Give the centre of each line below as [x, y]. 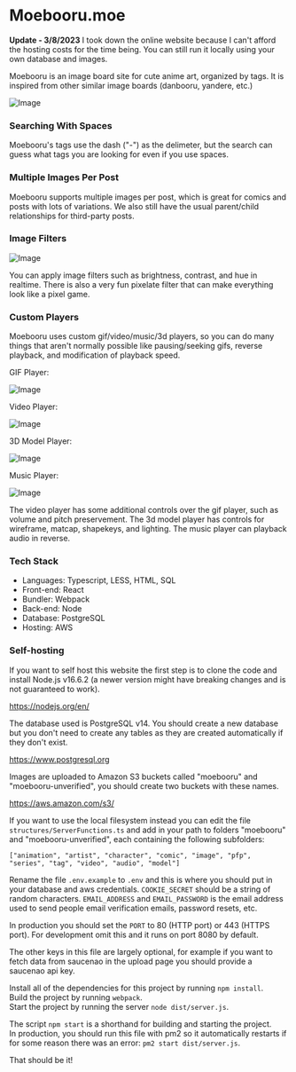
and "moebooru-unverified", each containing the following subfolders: [137, 839]
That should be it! [41, 1060]
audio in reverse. [40, 539]
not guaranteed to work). [55, 689]
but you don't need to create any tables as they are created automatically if [146, 732]
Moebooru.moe [67, 16]
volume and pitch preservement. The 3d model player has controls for [137, 519]
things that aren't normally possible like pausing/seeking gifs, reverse [136, 346]
